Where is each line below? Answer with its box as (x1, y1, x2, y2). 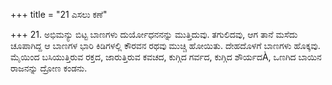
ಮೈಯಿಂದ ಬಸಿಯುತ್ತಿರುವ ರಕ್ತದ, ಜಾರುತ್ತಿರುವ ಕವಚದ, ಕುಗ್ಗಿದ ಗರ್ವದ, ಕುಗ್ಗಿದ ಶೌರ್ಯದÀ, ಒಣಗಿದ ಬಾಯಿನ (10, 51, 322, 63)
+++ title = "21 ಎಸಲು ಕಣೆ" (10, 9, 108, 20)
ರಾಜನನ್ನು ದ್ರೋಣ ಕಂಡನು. (10, 62, 88, 74)
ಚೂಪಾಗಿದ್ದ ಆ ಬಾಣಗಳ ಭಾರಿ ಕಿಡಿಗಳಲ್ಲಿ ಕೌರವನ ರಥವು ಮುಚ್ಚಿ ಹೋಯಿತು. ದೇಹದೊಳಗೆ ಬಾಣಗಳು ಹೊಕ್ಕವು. (10, 40, 321, 51)
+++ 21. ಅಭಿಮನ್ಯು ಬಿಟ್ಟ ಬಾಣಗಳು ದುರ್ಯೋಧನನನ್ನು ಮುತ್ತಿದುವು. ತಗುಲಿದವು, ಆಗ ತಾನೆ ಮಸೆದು (10, 29, 298, 40)
